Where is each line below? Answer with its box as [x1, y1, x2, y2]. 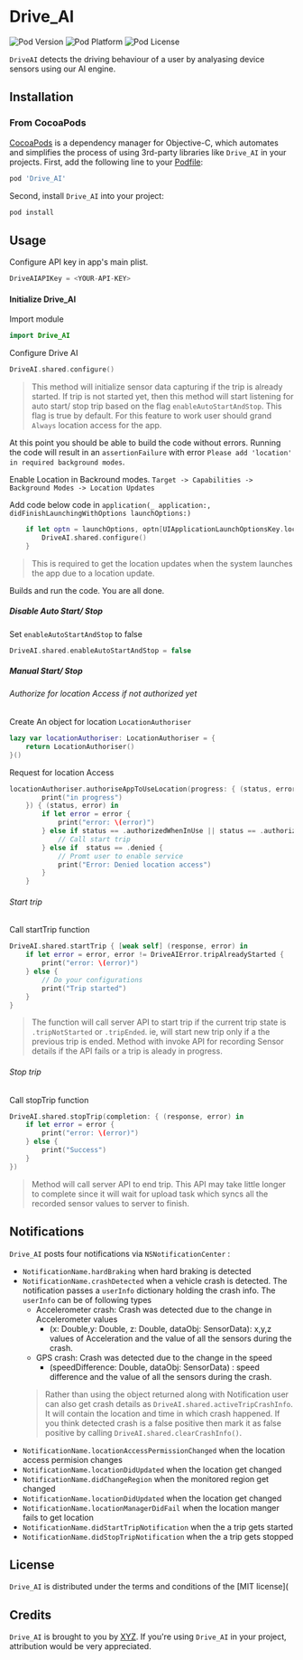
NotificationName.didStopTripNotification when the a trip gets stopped [22, 1531, 294, 1542]
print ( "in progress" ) [41, 792, 124, 802]
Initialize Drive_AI [9, 294, 77, 305]
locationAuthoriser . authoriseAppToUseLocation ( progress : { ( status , [9, 784, 272, 793]
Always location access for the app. [31, 420, 162, 431]
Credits [9, 1607, 52, 1623]
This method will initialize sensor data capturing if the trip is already [31, 381, 283, 392]
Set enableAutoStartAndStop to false [9, 628, 142, 639]
